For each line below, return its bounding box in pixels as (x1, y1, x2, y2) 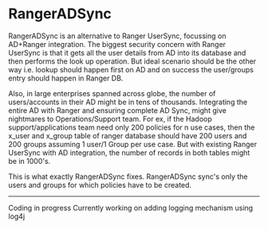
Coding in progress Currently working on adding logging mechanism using (8, 203, 254, 212)
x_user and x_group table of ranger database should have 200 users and (8, 130, 247, 140)
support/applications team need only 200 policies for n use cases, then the (8, 122, 255, 132)
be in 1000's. (8, 156, 51, 165)
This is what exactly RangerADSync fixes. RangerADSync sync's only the (8, 172, 248, 181)
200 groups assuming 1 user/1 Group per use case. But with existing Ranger (8, 139, 258, 149)
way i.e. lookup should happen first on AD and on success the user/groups (8, 64, 254, 74)
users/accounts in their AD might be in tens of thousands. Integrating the (8, 97, 248, 107)
